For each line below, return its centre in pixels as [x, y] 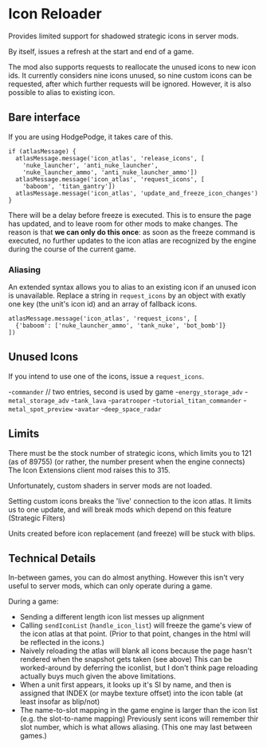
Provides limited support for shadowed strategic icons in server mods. [124, 36]
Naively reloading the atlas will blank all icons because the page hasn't [136, 651]
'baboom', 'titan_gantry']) [69, 186]
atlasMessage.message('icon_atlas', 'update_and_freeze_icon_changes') [137, 193]
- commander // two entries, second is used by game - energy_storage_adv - [128, 391]
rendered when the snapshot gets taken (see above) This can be [126, 659]
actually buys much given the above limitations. [98, 676]
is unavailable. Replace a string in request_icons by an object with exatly [127, 295]
